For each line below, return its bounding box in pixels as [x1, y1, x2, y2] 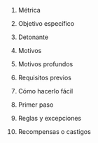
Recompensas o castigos [17, 128, 92, 135]
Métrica [17, 6, 41, 14]
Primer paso [17, 100, 54, 109]
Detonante [17, 33, 48, 41]
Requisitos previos [17, 73, 72, 82]
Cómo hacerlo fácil [17, 87, 73, 95]
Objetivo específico [17, 20, 75, 27]
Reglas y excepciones [17, 114, 82, 122]
